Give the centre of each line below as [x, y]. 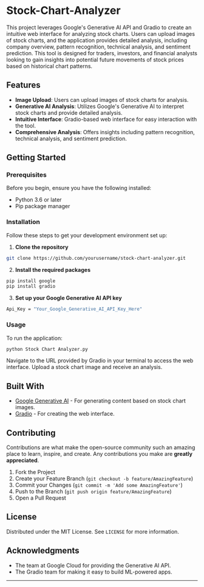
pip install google [31, 281]
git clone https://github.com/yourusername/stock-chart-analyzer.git [96, 258]
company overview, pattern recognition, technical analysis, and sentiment [98, 47]
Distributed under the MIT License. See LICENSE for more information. [93, 531]
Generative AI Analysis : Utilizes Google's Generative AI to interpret [99, 106]
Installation [23, 222]
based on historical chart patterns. [49, 66]
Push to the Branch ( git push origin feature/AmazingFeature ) [93, 492]
